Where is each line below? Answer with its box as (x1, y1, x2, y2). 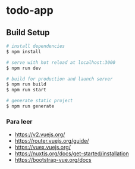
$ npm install (6, 48, 42, 54)
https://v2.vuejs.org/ (14, 131, 65, 138)
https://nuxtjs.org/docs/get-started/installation (14, 150, 129, 157)
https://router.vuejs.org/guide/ (14, 137, 89, 145)
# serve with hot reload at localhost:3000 (6, 59, 116, 66)
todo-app (6, 4, 54, 17)
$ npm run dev (6, 65, 42, 71)
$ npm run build (6, 81, 46, 87)
